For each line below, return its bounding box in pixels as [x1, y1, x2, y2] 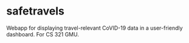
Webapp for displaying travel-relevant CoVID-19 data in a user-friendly [6, 24, 184, 31]
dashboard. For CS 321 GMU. [6, 30, 79, 38]
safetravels [6, 4, 65, 18]
